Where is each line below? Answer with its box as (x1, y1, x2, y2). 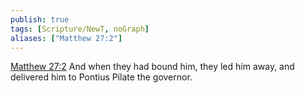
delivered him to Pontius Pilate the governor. (10, 71, 193, 83)
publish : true (10, 14, 70, 25)
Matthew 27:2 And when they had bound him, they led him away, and (10, 61, 295, 73)
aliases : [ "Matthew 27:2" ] (10, 33, 123, 43)
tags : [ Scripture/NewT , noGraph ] (10, 24, 150, 34)
